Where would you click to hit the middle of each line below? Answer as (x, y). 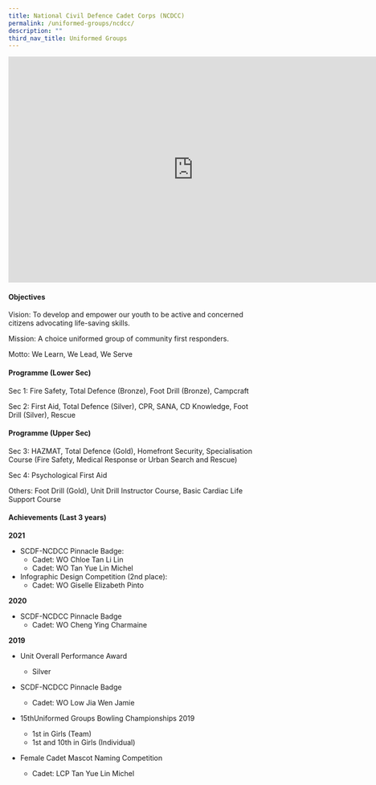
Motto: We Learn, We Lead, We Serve (70, 354)
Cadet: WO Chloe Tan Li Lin (78, 560)
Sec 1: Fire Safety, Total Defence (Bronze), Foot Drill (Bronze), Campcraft (129, 390)
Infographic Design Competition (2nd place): (94, 577)
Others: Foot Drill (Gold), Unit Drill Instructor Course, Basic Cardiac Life (126, 490)
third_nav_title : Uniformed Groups (68, 38)
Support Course (35, 499)
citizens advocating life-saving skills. (69, 323)
